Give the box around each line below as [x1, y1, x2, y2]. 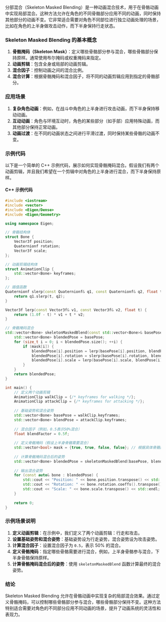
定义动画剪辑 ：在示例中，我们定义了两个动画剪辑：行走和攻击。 [12, 530, 142, 536]
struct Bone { [5, 234, 35, 239]
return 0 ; [14, 500, 35, 506]
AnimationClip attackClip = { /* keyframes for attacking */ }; [14, 399, 145, 404]
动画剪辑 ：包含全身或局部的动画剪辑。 [12, 61, 90, 67]
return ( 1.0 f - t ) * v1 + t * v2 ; [14, 312, 85, 317]
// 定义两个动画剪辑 [14, 390, 50, 395]
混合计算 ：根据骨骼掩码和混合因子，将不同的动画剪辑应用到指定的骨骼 [12, 73, 156, 79]
